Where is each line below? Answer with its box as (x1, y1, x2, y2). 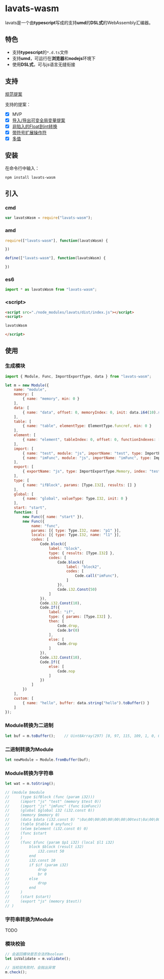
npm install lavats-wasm (5, 175, 56, 180)
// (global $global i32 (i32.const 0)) (5, 808, 95, 813)
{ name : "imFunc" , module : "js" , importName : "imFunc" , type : (22, 455, 152, 460)
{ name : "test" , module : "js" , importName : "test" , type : (22, 451, 143, 456)
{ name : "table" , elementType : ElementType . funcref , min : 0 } (22, 423, 152, 429)
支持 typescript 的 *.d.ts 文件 (12, 49, 69, 55)
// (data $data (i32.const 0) (5, 817, 76, 822)
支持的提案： (5, 101, 31, 107)
